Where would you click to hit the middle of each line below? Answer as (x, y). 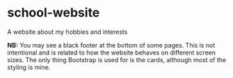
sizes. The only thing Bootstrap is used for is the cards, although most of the (117, 59)
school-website (54, 13)
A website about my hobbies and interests (67, 32)
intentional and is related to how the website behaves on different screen (112, 52)
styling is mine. (29, 67)
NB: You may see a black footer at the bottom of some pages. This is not (111, 45)
